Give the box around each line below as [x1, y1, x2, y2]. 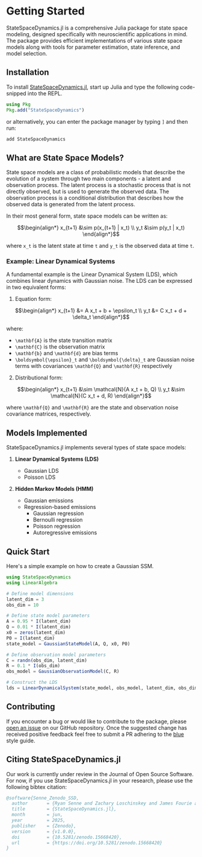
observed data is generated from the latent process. [6, 201, 135, 208]
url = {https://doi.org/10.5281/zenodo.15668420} [11, 840, 163, 846]
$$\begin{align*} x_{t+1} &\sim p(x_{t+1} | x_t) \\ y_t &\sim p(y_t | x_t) [17, 224, 185, 232]
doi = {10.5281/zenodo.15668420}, [11, 834, 122, 840]
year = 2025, [11, 817, 66, 824]
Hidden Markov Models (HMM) [14, 485, 94, 493]
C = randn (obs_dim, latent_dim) [6, 657, 87, 663]
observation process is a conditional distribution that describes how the [6, 194, 184, 201]
